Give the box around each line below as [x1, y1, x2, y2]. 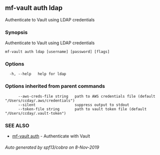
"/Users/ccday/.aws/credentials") [5, 98, 75, 103]
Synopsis [5, 29, 28, 35]
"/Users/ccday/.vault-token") [5, 111, 67, 116]
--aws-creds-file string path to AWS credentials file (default [18, 94, 156, 99]
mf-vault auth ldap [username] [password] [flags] [5, 50, 110, 54]
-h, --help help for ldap [9, 71, 67, 77]
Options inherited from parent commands [5, 83, 106, 89]
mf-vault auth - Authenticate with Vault [12, 133, 90, 139]
